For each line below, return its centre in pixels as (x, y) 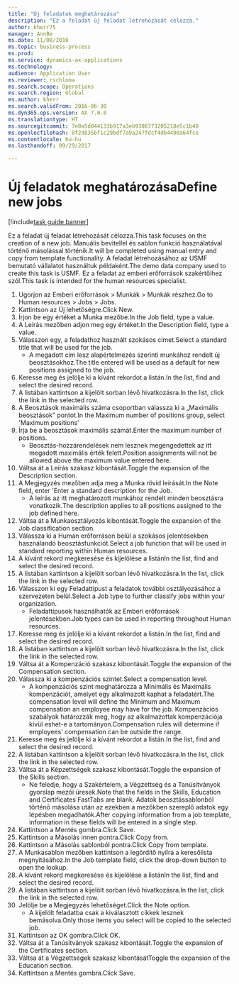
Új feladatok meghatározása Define (113, 187)
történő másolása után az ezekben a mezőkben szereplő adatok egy (129, 807)
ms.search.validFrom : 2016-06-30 (57, 106)
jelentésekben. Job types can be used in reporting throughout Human (130, 619)
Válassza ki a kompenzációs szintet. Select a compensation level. (113, 679)
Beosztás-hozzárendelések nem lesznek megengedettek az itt (120, 446)
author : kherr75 (32, 27)
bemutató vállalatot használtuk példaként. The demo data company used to (117, 266)
